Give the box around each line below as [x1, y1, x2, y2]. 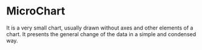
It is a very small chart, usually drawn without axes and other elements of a [6, 24, 194, 31]
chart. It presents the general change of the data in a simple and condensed [6, 30, 197, 37]
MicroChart [6, 4, 66, 18]
